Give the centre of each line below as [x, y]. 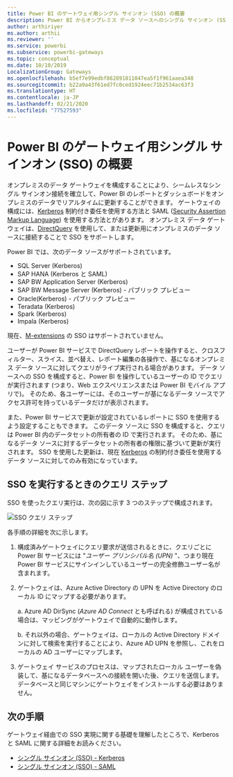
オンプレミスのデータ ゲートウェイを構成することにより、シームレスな [108, 185]
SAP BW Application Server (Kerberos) [72, 281]
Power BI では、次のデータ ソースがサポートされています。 [91, 251]
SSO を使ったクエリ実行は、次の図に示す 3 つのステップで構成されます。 [112, 502]
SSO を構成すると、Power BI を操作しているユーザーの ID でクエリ [128, 376]
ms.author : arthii [34, 33]
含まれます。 [35, 573]
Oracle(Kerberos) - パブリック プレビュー [76, 299]
